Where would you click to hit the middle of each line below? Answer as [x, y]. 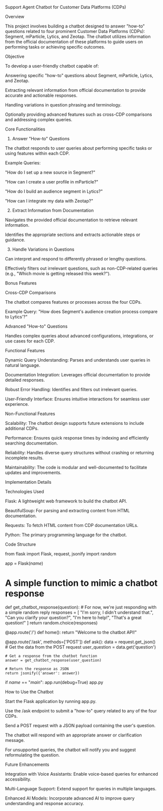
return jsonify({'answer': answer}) [42, 673]
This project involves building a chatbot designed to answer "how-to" [75, 26]
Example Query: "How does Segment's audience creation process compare [81, 312]
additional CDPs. [22, 428]
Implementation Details [28, 482]
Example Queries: [23, 163]
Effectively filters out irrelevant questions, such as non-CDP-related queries [81, 268]
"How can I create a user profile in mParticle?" [52, 182]
